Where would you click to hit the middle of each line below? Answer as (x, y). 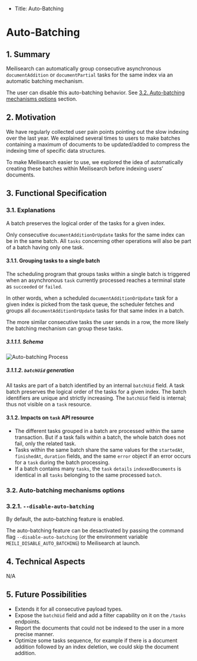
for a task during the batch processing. (62, 462)
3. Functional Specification (57, 193)
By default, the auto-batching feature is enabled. (65, 519)
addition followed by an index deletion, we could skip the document (96, 646)
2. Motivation (31, 118)
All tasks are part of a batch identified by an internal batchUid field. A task (95, 385)
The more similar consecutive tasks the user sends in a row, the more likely (97, 322)
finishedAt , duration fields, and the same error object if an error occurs (103, 456)
